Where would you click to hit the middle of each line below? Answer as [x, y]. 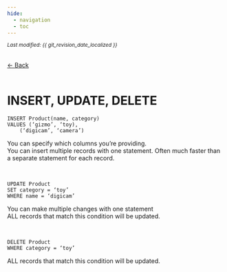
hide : [15, 13]
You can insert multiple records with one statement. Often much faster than [114, 151]
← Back [18, 65]
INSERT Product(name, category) [53, 119]
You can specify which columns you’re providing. [77, 144]
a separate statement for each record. [61, 158]
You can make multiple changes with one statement [80, 209]
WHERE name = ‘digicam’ [41, 196]
